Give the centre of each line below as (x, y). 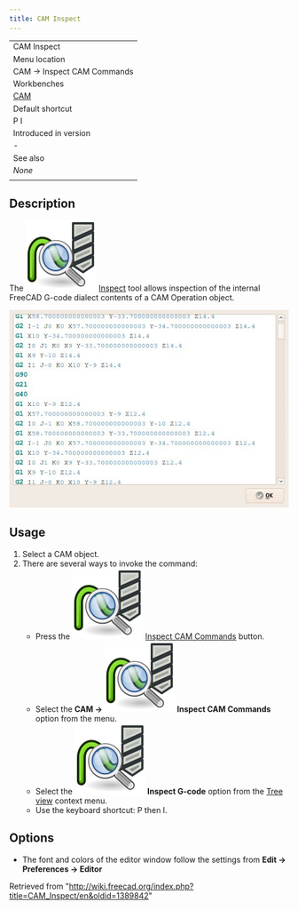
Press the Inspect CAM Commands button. (149, 636)
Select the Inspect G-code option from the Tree (159, 791)
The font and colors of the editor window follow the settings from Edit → (154, 859)
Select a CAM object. (61, 554)
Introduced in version (52, 133)
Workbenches (39, 84)
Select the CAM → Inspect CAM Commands (153, 709)
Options (32, 838)
